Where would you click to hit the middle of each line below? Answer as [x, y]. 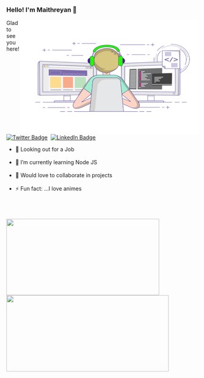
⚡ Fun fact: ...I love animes [48, 189]
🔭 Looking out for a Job [45, 150]
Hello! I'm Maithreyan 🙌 [42, 10]
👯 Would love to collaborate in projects [64, 175]
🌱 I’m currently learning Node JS [56, 162]
